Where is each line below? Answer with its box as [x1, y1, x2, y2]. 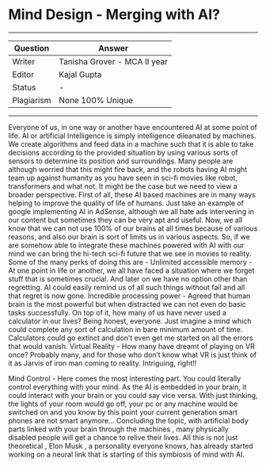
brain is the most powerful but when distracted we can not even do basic [8, 299, 247, 308]
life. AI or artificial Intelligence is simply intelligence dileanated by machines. [8, 131, 256, 140]
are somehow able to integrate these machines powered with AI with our [8, 240, 245, 250]
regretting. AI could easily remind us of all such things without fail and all [8, 282, 245, 292]
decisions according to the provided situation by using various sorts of [8, 147, 239, 157]
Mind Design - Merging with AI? [8, 6, 220, 24]
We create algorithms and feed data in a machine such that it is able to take [8, 139, 254, 148]
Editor [12, 69, 34, 80]
